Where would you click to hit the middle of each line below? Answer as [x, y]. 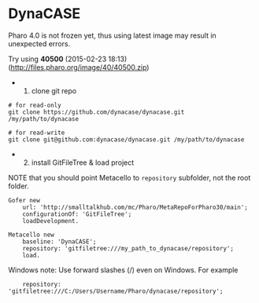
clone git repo [54, 90]
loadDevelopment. [51, 221]
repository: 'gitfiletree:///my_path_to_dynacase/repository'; [128, 248]
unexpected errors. [39, 43]
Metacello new [31, 235]
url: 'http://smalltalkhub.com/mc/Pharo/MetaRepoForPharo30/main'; [135, 207]
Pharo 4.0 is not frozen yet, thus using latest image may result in [112, 35]
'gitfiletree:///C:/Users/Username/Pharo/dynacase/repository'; [116, 291]
